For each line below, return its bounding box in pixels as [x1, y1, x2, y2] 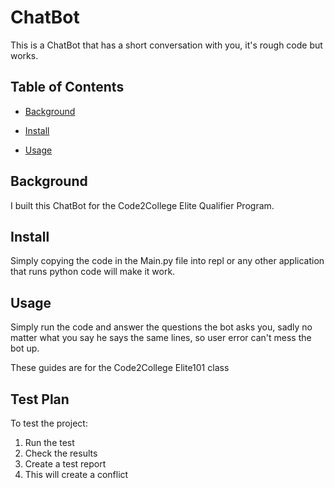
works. [10, 49, 39, 61]
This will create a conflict [24, 469, 129, 480]
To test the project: [10, 417, 88, 429]
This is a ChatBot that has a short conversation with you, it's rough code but [10, 39, 323, 51]
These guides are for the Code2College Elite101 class [10, 362, 230, 374]
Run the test [24, 437, 75, 448]
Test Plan [10, 391, 70, 408]
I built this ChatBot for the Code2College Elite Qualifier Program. [10, 199, 275, 211]
